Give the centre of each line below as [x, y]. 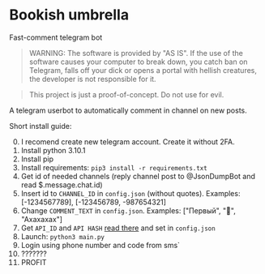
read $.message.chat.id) [62, 185]
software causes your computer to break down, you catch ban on [138, 62]
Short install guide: [41, 126]
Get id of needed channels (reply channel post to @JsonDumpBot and [138, 176]
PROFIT [34, 262]
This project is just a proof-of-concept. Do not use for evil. [126, 94]
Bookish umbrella [69, 15]
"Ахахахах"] [42, 219]
